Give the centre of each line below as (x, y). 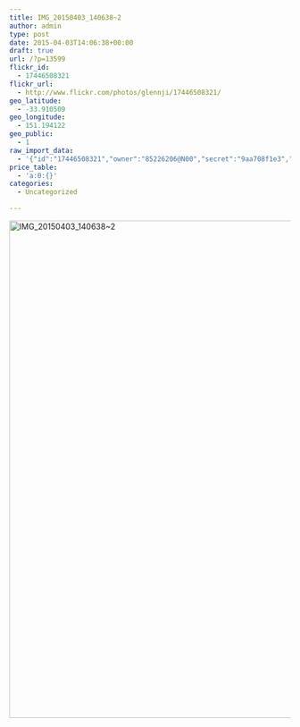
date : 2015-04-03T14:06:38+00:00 (71, 42)
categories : (31, 184)
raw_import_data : (42, 150)
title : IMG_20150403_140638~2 (66, 17)
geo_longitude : (37, 117)
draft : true (31, 51)
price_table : (33, 167)
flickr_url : (31, 84)
